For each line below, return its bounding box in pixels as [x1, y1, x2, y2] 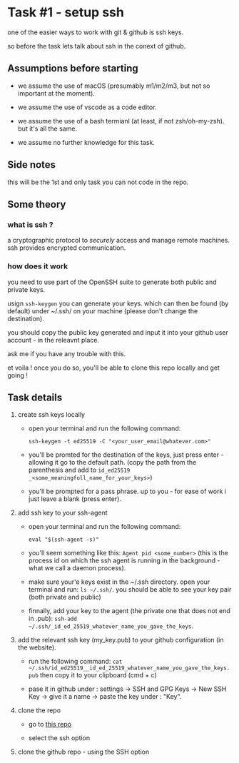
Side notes [7, 158, 56, 171]
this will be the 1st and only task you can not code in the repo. [7, 178, 189, 186]
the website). [17, 643, 57, 652]
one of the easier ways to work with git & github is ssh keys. [7, 28, 184, 36]
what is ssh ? [7, 219, 54, 229]
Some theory [7, 198, 66, 211]
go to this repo [28, 720, 72, 729]
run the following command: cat [28, 657, 123, 666]
